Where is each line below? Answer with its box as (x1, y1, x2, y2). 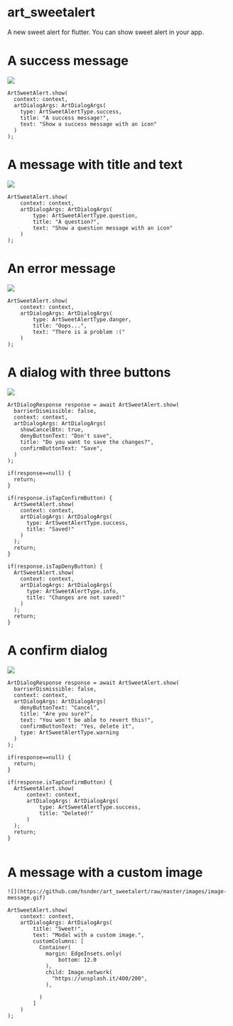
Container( (38, 944, 72, 951)
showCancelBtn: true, (20, 426, 84, 433)
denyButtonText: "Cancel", (20, 704, 100, 711)
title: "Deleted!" (38, 809, 94, 817)
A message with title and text (7, 157, 183, 173)
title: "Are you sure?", (20, 710, 94, 718)
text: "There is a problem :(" (33, 328, 126, 335)
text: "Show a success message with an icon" (20, 120, 158, 128)
